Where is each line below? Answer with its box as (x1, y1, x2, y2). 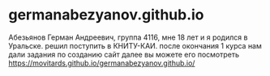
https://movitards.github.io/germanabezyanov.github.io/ (8, 58, 195, 68)
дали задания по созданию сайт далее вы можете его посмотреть (8, 49, 240, 59)
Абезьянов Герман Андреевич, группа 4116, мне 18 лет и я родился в (8, 32, 248, 42)
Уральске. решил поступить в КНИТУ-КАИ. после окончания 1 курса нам (8, 40, 262, 50)
